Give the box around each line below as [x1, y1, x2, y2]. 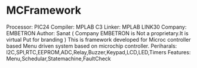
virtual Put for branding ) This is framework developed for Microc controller [6, 36, 191, 43]
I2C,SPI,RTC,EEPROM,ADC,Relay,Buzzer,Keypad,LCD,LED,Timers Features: [6, 48, 191, 55]
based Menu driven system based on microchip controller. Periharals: [6, 42, 177, 50]
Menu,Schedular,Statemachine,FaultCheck [6, 55, 112, 62]
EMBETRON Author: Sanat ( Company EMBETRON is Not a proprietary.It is [6, 29, 189, 36]
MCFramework [6, 4, 82, 17]
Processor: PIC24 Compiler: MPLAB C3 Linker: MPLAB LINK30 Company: [6, 23, 187, 30]
